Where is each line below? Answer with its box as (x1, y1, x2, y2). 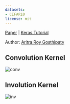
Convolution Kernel (5, 53, 66, 62)
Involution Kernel (5, 80, 59, 89)
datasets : (5, 7, 25, 12)
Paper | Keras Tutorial (5, 30, 49, 36)
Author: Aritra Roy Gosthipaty (5, 39, 65, 45)
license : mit (5, 16, 32, 21)
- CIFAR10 (5, 12, 25, 17)
